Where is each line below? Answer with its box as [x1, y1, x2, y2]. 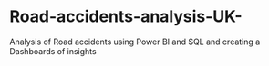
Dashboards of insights [9, 45, 98, 56]
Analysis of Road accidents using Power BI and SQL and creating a [9, 36, 261, 47]
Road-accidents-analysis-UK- [9, 6, 243, 27]
